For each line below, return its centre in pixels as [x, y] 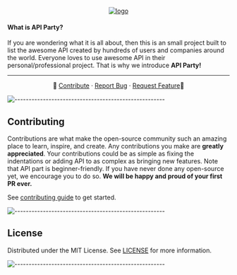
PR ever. [20, 184]
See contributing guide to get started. [62, 197]
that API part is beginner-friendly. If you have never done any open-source [116, 169]
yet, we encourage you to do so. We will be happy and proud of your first [115, 176]
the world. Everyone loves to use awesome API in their [86, 58]
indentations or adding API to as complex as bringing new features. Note [113, 161]
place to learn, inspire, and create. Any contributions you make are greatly [116, 146]
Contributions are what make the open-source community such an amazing [117, 139]
